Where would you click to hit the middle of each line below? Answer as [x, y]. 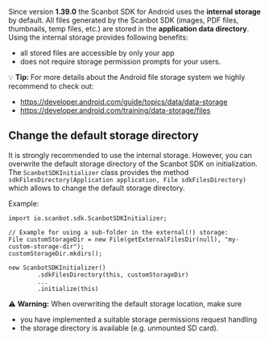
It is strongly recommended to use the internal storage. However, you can [130, 155]
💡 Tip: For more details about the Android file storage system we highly [127, 77]
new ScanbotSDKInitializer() [57, 268]
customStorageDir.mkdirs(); [56, 253]
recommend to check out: [51, 86]
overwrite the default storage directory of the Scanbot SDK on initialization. [133, 164]
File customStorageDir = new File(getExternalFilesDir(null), [115, 239]
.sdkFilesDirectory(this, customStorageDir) [113, 274]
